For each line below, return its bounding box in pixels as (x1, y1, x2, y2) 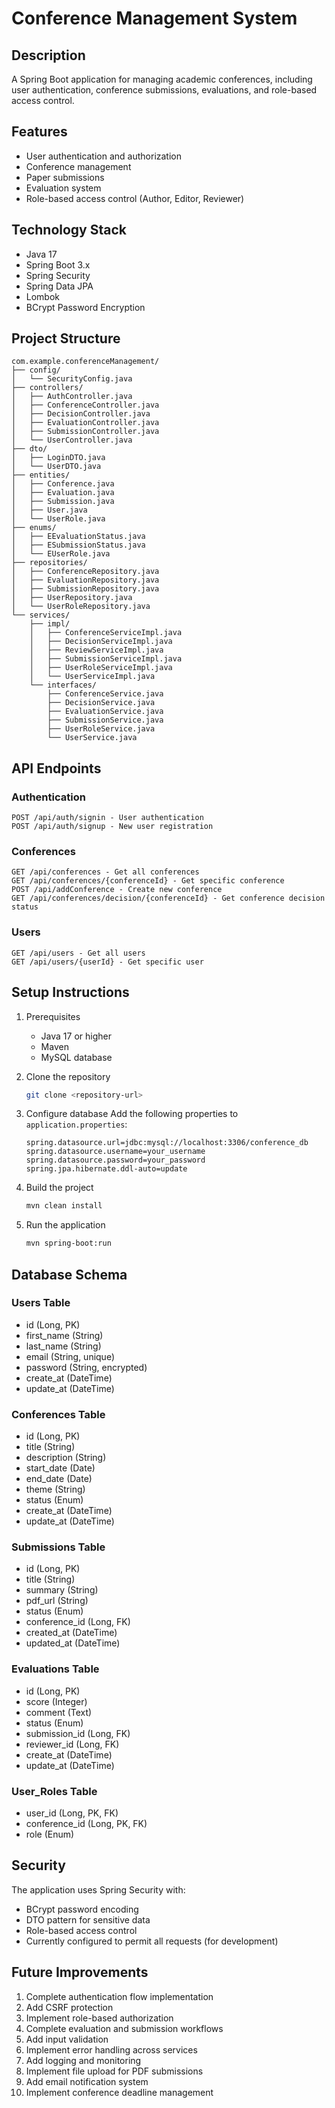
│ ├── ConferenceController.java (11, 400, 160, 411)
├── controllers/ (11, 383, 84, 393)
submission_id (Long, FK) (25, 1727, 131, 1739)
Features (11, 123, 68, 141)
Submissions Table (11, 1540, 106, 1554)
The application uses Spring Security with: (11, 1883, 186, 1896)
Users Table (11, 1296, 71, 1310)
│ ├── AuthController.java (11, 392, 133, 402)
